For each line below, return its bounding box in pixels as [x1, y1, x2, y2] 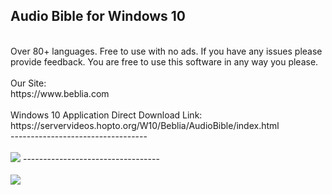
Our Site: [10, 77, 47, 89]
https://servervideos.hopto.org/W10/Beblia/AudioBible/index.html [10, 119, 280, 131]
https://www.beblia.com [10, 87, 110, 99]
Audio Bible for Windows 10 [10, 8, 187, 25]
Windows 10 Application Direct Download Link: [10, 109, 203, 121]
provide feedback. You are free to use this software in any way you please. [10, 55, 319, 68]
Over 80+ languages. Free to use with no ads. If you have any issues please [10, 45, 323, 57]
